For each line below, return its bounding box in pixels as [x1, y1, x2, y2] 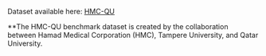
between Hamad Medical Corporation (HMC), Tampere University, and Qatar [7, 31, 259, 39]
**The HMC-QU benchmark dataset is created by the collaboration [7, 22, 229, 31]
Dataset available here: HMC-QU [7, 7, 115, 16]
